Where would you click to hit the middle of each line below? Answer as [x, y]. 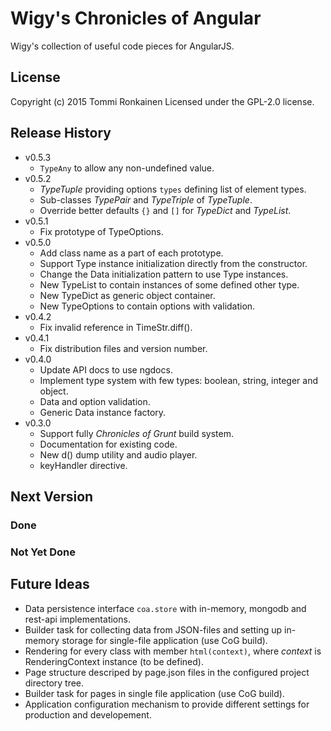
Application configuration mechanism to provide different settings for [167, 704]
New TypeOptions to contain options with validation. [147, 306]
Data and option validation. [95, 401]
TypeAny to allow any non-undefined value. [127, 168]
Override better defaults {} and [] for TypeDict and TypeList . [165, 210]
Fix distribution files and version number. [123, 348]
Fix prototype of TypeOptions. [101, 231]
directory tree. [54, 683]
